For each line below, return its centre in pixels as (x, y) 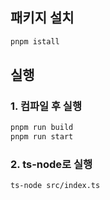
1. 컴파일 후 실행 (46, 106)
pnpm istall (35, 41)
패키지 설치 (42, 18)
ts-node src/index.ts (55, 186)
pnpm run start (42, 137)
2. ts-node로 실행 (51, 165)
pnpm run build (42, 128)
